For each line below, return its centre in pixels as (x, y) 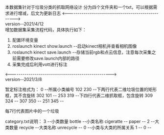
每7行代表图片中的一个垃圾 (32, 111)
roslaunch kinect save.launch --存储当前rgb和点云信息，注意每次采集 (82, 52)
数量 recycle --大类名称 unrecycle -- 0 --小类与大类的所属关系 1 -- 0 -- (80, 127)
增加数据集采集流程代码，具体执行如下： (46, 30)
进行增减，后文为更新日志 (35, 13)
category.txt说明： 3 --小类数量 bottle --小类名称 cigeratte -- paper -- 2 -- (80, 121)
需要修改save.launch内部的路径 (48, 58)
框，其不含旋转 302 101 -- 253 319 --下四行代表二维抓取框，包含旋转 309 (79, 96)
